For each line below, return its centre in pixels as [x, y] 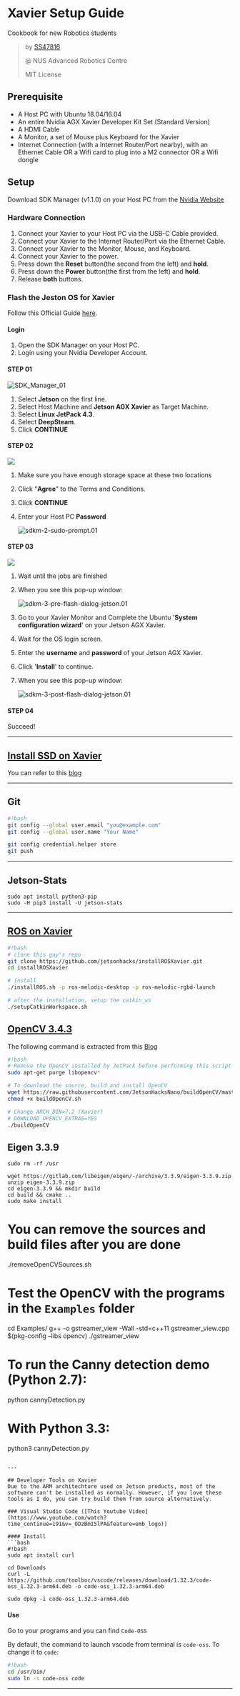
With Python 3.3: [59, 1428]
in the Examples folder [71, 1308]
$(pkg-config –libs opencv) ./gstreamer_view [73, 1336]
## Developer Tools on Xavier [52, 1480]
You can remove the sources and [106, 1229]
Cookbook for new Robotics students [62, 33]
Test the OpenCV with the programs [116, 1293]
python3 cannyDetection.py [48, 1449]
